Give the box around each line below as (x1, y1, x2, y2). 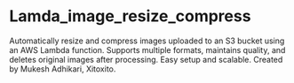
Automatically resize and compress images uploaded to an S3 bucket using (9, 35, 285, 46)
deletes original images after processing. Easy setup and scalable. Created (9, 54, 283, 64)
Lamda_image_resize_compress (9, 6, 251, 26)
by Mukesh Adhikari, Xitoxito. (9, 64, 116, 74)
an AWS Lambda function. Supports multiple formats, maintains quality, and (9, 44, 286, 55)
